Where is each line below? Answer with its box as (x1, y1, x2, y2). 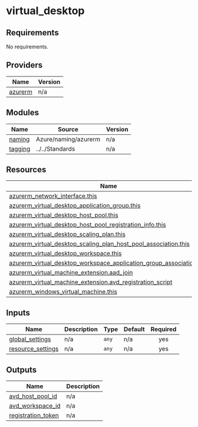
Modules (6, 108, 39, 118)
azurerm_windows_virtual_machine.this (9, 287, 118, 296)
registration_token (9, 411, 59, 419)
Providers (6, 60, 43, 70)
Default (123, 325, 146, 333)
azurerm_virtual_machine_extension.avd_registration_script (9, 278, 173, 286)
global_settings (9, 335, 51, 343)
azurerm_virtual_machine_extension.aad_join (9, 269, 133, 277)
